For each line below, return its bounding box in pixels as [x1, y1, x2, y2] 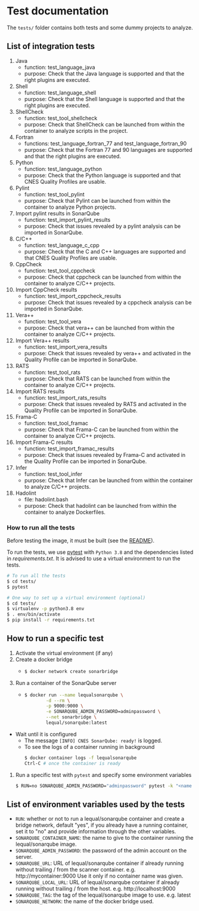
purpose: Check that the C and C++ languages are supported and [24, 248, 186, 255]
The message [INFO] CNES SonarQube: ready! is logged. [24, 737, 163, 744]
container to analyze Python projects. [24, 203, 117, 211]
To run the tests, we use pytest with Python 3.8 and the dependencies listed [7, 549, 194, 556]
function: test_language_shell [24, 89, 97, 96]
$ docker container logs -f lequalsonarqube [24, 755, 137, 761]
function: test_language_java [24, 63, 95, 71]
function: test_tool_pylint [24, 190, 85, 198]
